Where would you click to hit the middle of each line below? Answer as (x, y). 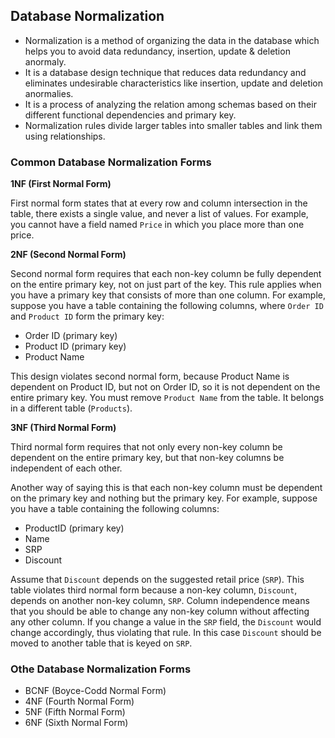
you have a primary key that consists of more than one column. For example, (168, 295)
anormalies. (49, 93)
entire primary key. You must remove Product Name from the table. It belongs (167, 398)
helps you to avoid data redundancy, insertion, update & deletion (157, 51)
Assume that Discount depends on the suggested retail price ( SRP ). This (157, 580)
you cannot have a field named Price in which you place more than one (157, 225)
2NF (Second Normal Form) (68, 255)
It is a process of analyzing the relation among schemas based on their (170, 104)
